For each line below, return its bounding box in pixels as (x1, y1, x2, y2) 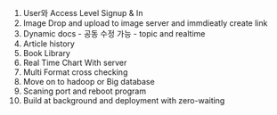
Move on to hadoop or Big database (22, 77, 155, 86)
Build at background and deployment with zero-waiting (22, 95, 225, 105)
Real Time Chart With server (22, 57, 127, 68)
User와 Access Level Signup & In (22, 8, 143, 18)
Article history (22, 38, 75, 49)
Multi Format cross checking (22, 67, 128, 78)
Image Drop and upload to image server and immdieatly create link (22, 18, 268, 29)
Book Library (22, 48, 70, 58)
